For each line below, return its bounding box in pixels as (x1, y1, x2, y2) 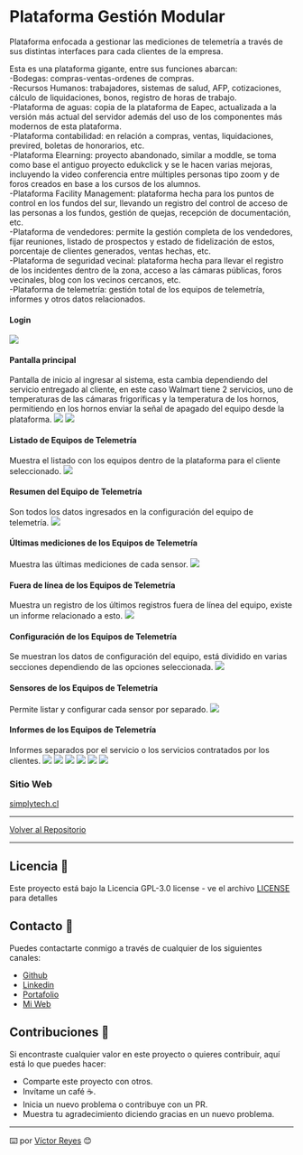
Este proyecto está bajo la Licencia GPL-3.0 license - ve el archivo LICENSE (9, 882, 290, 893)
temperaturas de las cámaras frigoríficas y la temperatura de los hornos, (9, 394, 280, 405)
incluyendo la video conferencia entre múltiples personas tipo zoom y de (9, 169, 280, 180)
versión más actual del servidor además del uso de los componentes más (9, 111, 282, 122)
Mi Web (22, 998, 51, 1009)
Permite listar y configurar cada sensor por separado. (9, 703, 209, 714)
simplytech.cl (9, 798, 60, 809)
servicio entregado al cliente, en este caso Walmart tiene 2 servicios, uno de (9, 384, 294, 395)
